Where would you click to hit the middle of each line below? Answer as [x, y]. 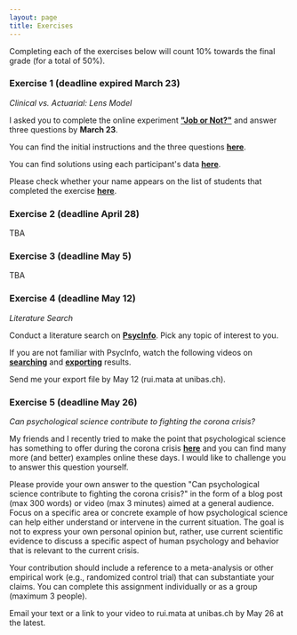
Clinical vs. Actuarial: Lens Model [71, 102]
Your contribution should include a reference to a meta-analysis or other [141, 567]
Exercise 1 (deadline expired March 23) [95, 84]
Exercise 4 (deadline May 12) [72, 299]
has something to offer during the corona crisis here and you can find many [148, 448]
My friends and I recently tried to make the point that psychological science [148, 438]
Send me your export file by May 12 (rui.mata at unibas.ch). [118, 379]
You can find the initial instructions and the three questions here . [128, 147]
